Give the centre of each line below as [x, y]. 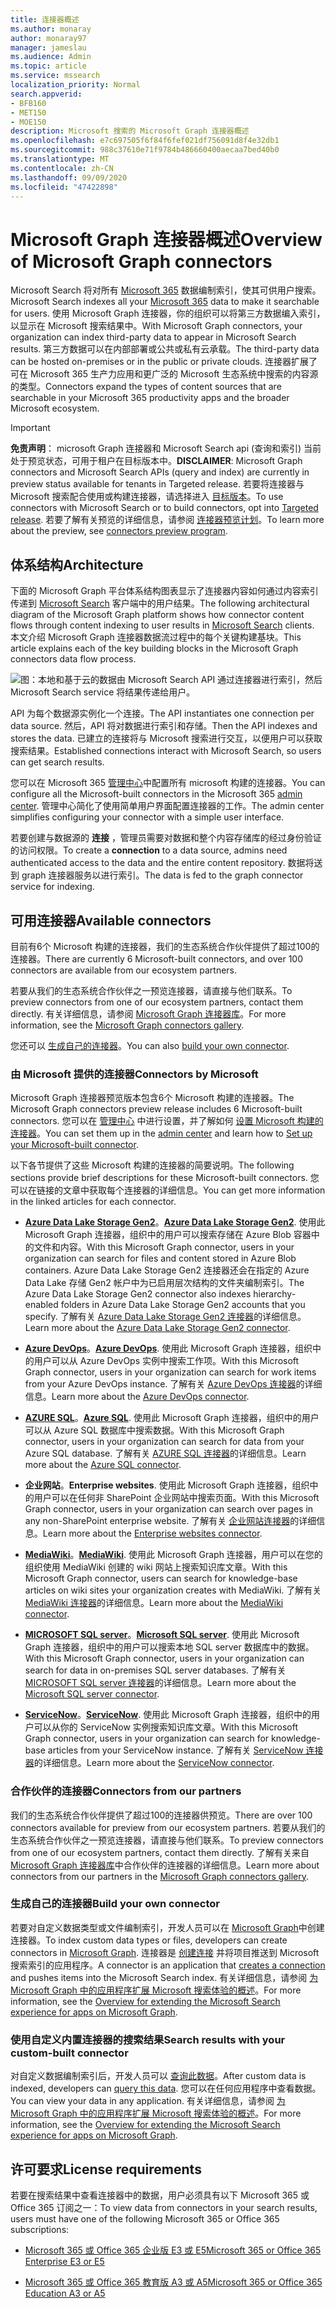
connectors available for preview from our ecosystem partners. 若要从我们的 [168, 1827]
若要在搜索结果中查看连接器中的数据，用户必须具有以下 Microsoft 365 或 [160, 2195]
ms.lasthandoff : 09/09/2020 [69, 177]
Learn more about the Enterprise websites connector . [152, 1533]
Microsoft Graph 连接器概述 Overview [166, 239]
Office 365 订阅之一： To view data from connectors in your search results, [164, 2207]
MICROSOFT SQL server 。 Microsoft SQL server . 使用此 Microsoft [162, 1635]
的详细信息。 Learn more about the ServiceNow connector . [154, 1763]
